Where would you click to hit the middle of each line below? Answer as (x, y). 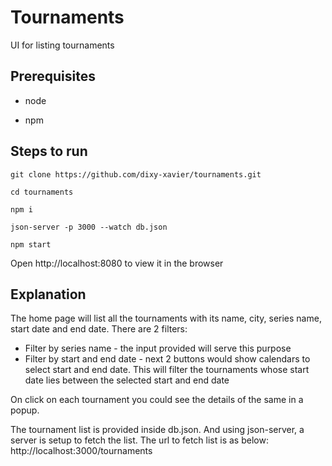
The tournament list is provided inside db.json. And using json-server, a (157, 430)
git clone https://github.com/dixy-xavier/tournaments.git (136, 174)
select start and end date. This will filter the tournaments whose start (167, 370)
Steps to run (49, 151)
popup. (25, 410)
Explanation (48, 294)
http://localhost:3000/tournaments (81, 451)
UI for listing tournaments (62, 45)
